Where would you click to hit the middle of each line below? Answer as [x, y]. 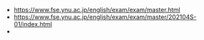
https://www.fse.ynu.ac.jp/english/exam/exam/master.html [97, 10]
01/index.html [33, 24]
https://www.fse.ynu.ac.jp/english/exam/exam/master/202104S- [105, 17]
